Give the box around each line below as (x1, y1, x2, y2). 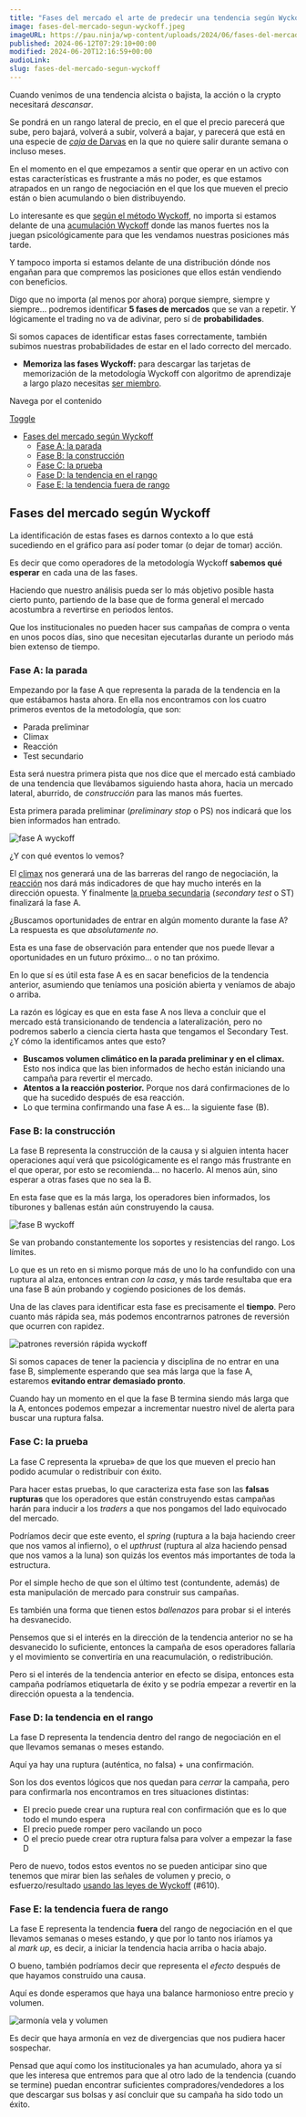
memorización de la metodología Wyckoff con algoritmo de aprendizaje (22, 368, 291, 379)
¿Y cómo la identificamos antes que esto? (9, 1035, 167, 1046)
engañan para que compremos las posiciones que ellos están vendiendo (9, 266, 282, 277)
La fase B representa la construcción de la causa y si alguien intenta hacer (9, 1146, 290, 1157)
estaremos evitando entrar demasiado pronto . (9, 1375, 186, 1386)
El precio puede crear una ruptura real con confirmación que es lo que (22, 1803, 287, 1815)
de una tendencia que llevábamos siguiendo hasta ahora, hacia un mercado (9, 777, 294, 789)
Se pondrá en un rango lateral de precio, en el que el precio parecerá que (9, 116, 285, 128)
